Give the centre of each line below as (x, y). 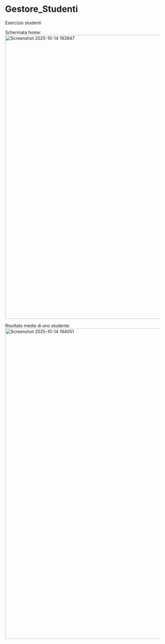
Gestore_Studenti (41, 9)
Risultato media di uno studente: (38, 325)
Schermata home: (23, 32)
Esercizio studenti (23, 23)
